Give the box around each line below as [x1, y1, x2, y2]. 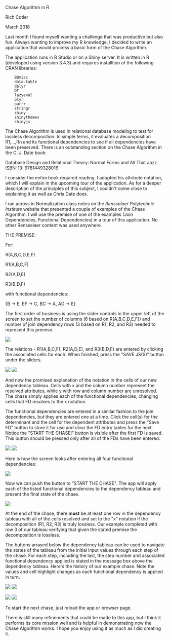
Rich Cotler [5, 14, 29, 20]
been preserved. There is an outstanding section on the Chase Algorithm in [5, 144, 162, 150]
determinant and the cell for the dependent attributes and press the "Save [5, 419, 159, 425]
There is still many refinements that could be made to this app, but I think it [5, 615, 161, 620]
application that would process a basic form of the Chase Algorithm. [5, 45, 148, 50]
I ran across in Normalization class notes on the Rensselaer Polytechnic [5, 201, 154, 207]
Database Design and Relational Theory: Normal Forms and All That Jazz [5, 160, 157, 165]
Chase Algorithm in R [5, 5, 50, 10]
